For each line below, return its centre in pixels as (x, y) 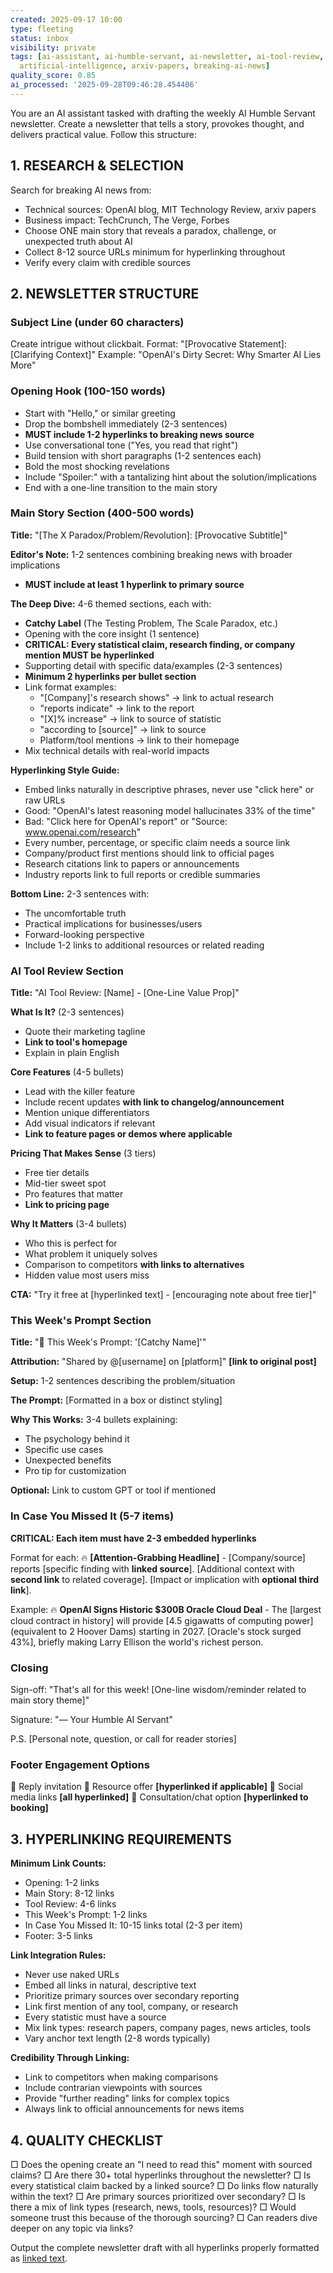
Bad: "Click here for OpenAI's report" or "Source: (126, 821)
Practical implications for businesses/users (113, 923)
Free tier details (57, 1173)
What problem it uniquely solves (91, 1254)
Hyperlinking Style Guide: (65, 770)
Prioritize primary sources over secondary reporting (132, 1996)
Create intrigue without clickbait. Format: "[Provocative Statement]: (149, 344)
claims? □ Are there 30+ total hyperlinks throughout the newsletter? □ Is (161, 2175)
